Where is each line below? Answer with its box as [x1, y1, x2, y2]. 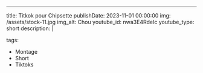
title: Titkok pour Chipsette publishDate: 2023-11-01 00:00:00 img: [6, 12, 171, 19]
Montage [14, 48, 38, 55]
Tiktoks [14, 61, 34, 68]
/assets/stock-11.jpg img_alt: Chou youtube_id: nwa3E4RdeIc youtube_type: [6, 19, 195, 25]
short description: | [6, 25, 54, 32]
